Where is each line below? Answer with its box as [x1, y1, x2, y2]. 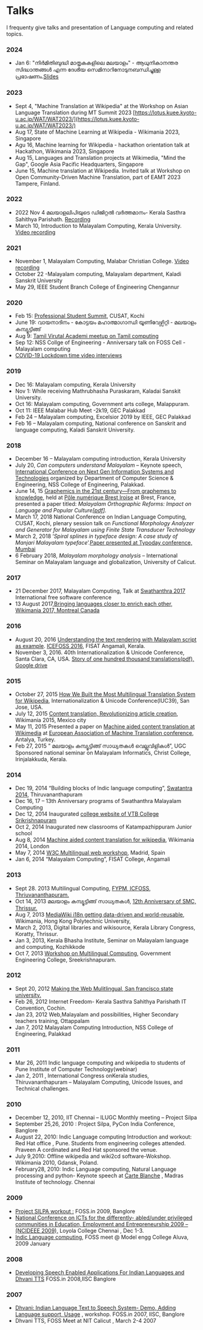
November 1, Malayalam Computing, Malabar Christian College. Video [15, 258, 190, 265]
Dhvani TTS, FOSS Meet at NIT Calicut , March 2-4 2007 [15, 1317, 156, 1325]
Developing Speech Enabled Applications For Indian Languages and [15, 1269, 185, 1276]
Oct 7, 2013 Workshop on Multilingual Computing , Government [15, 949, 171, 957]
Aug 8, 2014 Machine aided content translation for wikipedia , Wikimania [15, 836, 195, 844]
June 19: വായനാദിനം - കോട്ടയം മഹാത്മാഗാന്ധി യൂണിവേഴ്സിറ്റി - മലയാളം [15, 319, 197, 326]
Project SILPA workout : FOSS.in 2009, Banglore [15, 1207, 135, 1215]
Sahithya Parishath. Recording [15, 215, 91, 222]
